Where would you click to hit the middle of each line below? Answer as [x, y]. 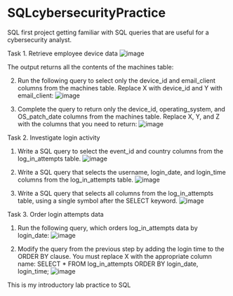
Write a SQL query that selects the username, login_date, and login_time [121, 172]
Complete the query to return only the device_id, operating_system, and [121, 109]
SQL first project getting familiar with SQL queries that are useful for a [108, 32]
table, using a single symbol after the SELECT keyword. [97, 201]
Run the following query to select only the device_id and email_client [116, 80]
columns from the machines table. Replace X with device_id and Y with [120, 88]
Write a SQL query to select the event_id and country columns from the [120, 151]
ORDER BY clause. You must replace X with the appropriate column [115, 256]
